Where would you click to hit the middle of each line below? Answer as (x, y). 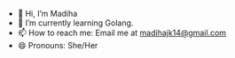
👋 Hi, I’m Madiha (47, 14)
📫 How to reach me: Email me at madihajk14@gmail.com (122, 33)
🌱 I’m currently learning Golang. (75, 23)
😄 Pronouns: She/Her (58, 45)
